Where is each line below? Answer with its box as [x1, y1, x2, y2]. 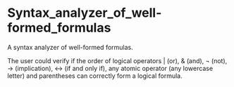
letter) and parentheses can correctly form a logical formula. [7, 72, 183, 80]
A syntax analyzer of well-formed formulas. [7, 43, 133, 51]
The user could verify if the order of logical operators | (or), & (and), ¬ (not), [7, 56, 228, 65]
